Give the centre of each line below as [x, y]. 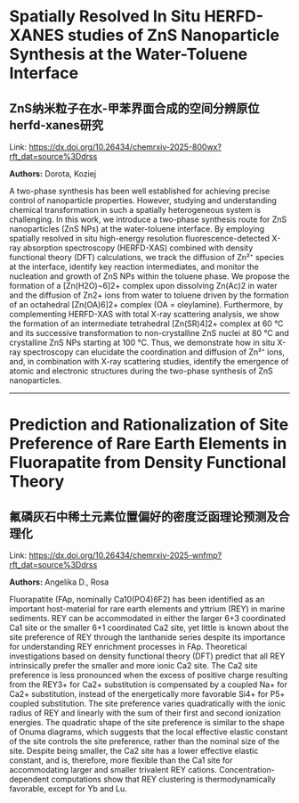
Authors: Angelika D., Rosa [59, 582]
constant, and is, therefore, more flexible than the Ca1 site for [121, 760]
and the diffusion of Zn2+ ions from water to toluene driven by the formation [149, 295]
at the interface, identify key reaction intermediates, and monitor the [134, 266]
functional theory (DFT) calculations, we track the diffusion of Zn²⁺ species [147, 257]
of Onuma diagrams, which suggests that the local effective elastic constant [149, 732]
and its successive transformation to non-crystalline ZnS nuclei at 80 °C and [149, 333]
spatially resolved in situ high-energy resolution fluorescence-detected [139, 238]
